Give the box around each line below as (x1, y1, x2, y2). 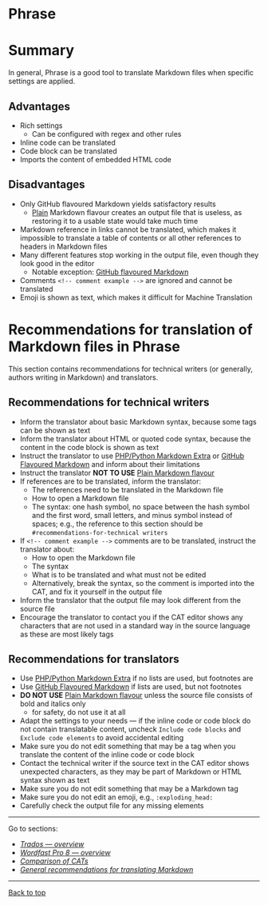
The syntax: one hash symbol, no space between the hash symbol (31, 501, 250, 512)
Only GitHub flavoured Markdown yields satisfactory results (19, 199, 217, 209)
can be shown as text (19, 425, 91, 435)
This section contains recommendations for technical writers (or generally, (8, 364, 253, 373)
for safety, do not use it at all (31, 708, 126, 717)
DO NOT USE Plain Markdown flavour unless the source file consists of (19, 691, 254, 700)
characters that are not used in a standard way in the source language (19, 620, 251, 630)
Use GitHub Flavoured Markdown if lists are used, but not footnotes (19, 682, 242, 692)
